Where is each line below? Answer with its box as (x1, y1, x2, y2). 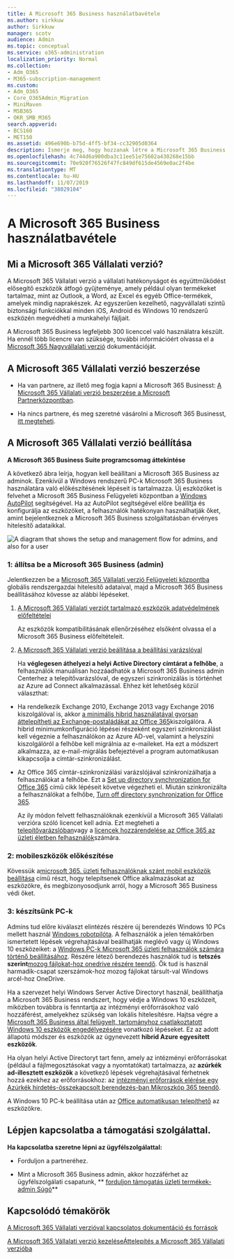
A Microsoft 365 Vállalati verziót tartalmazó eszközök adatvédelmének (17, 604, 219, 612)
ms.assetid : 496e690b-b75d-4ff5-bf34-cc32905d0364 (7, 140, 157, 147)
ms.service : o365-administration (7, 50, 104, 57)
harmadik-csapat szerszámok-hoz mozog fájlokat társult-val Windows (7, 967, 209, 975)
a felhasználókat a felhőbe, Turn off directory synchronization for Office (17, 790, 224, 799)
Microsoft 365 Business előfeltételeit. (17, 632, 125, 641)
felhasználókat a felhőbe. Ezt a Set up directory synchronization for (17, 776, 211, 784)
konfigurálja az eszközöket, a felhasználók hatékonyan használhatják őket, (7, 506, 221, 514)
